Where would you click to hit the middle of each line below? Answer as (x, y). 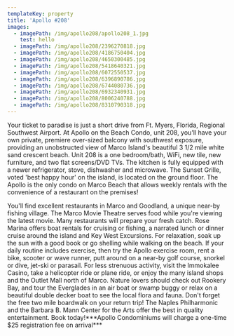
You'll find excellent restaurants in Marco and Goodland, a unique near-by (114, 206)
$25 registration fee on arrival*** (55, 325)
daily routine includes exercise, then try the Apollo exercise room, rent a (111, 250)
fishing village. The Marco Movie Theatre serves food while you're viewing (115, 213)
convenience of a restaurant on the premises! (73, 192)
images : (19, 27)
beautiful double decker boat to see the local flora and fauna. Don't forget (114, 295)
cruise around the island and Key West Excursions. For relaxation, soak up (114, 235)
